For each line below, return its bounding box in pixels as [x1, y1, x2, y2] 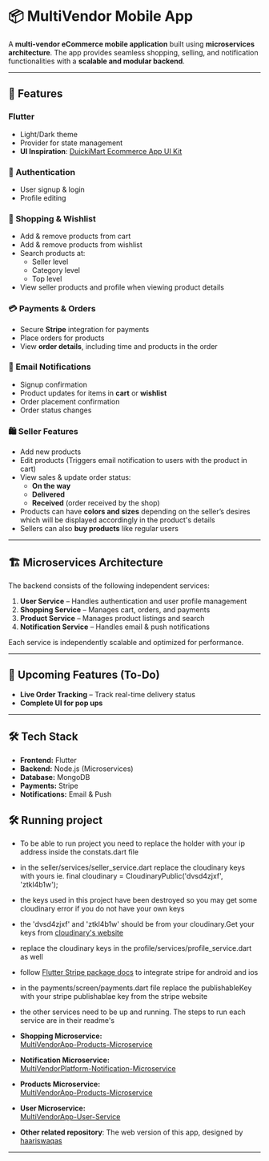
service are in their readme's [19, 1016, 114, 1025]
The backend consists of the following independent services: [8, 580, 210, 591]
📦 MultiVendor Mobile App [8, 7, 194, 26]
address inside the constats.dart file [19, 847, 139, 857]
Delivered [31, 489, 66, 499]
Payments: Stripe [19, 781, 78, 790]
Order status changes [19, 405, 92, 415]
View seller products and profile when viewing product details [19, 282, 224, 292]
